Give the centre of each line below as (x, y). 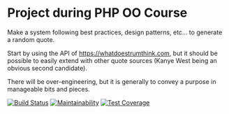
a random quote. (31, 39)
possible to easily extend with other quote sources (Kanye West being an (112, 60)
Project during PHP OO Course (97, 13)
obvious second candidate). (47, 68)
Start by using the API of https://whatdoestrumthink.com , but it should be (112, 53)
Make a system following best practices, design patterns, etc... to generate (115, 32)
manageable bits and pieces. (49, 89)
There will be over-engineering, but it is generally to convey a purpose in (112, 81)
